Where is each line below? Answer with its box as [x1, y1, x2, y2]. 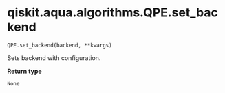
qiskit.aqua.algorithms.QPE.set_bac [7, 5, 219, 21]
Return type [7, 67, 43, 75]
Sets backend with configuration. [7, 53, 101, 62]
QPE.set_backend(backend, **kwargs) [7, 42, 112, 49]
